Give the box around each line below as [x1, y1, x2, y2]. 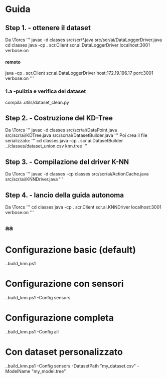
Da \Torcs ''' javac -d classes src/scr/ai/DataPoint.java [5, 127, 117, 133]
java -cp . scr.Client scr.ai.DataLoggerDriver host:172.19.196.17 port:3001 [5, 70, 153, 76]
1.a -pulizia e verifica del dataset [5, 88, 86, 95]
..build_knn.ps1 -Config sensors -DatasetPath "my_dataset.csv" [5, 363, 136, 369]
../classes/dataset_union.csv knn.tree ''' [5, 143, 88, 149]
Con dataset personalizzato [5, 346, 123, 358]
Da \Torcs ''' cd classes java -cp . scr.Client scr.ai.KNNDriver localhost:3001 [5, 204, 161, 210]
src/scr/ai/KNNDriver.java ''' [5, 176, 63, 182]
